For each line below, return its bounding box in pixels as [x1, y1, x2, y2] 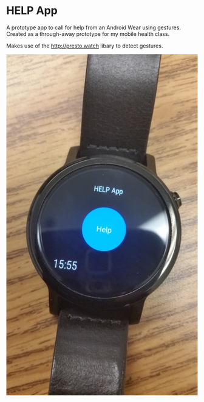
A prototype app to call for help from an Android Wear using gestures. [6, 24, 181, 31]
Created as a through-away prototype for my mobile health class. [6, 30, 170, 37]
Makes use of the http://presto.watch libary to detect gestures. [6, 42, 163, 49]
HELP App [6, 4, 58, 18]
